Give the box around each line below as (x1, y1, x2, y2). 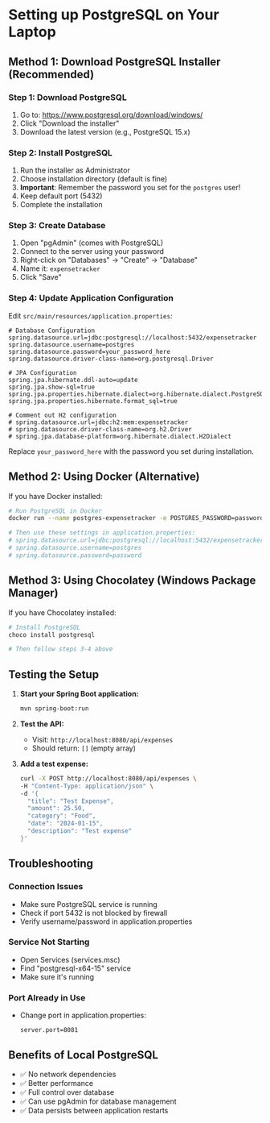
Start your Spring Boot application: (19, 689, 139, 699)
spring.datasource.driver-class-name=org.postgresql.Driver (8, 355, 215, 363)
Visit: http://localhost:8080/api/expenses (31, 734, 174, 744)
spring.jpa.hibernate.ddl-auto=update (8, 376, 138, 384)
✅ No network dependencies (19, 1069, 117, 1079)
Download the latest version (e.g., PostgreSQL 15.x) (19, 127, 190, 136)
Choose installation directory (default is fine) (19, 174, 168, 184)
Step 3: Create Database (8, 220, 106, 231)
